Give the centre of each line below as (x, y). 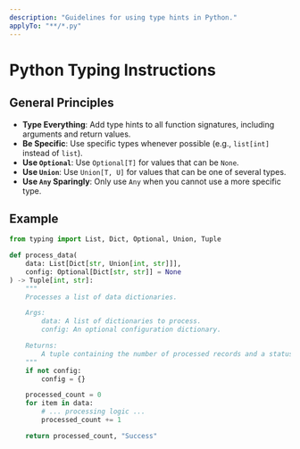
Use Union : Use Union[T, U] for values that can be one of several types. (154, 171)
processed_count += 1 (82, 420)
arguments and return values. (76, 134)
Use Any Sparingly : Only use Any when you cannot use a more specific (151, 181)
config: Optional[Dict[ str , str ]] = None (103, 272)
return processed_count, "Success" (92, 436)
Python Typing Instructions (112, 70)
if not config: (54, 370)
